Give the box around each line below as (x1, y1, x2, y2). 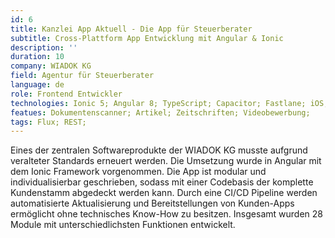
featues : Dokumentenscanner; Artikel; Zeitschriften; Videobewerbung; (10, 107, 311, 118)
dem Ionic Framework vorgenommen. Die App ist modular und (10, 166, 267, 178)
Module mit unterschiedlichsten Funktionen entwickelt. (10, 219, 236, 231)
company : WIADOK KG (10, 61, 92, 71)
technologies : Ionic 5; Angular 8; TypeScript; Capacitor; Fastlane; (10, 98, 307, 108)
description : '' (10, 42, 78, 53)
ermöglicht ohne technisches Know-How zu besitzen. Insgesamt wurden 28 (10, 208, 323, 220)
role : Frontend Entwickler (10, 89, 123, 99)
